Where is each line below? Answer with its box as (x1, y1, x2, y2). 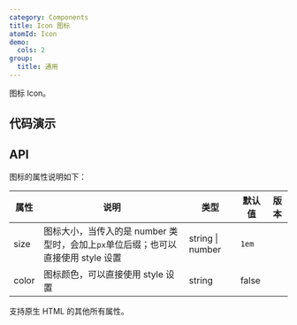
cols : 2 (17, 46, 46, 55)
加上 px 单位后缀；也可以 (79, 238, 177, 251)
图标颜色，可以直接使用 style (43, 268, 164, 281)
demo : (9, 37, 29, 47)
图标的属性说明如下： (9, 172, 87, 182)
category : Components (9, 12, 89, 22)
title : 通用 (17, 63, 59, 72)
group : (9, 54, 34, 63)
